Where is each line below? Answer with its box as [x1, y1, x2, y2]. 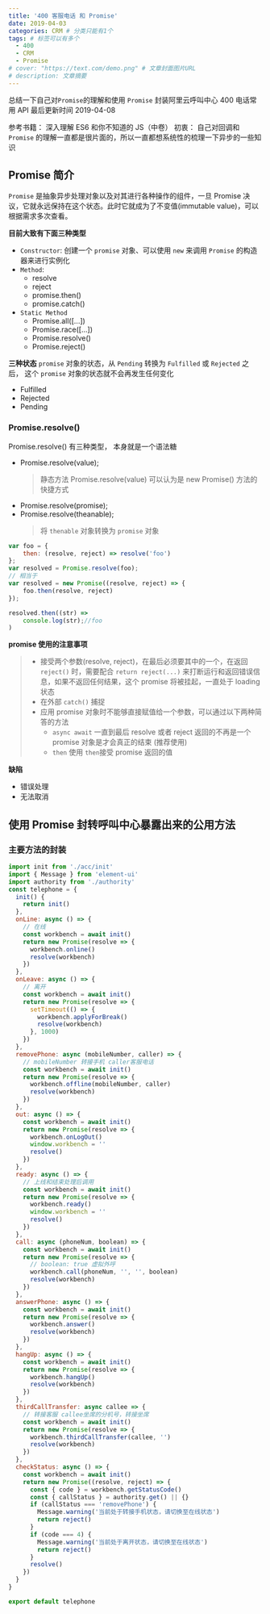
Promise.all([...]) [31, 316, 86, 326]
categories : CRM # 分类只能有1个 [8, 27, 114, 35]
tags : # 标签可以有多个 [8, 34, 80, 43]
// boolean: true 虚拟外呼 [29, 1261, 116, 1269]
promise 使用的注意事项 [8, 639, 88, 650]
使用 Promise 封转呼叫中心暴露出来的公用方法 [8, 817, 236, 831]
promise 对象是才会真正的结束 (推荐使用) [52, 738, 188, 747]
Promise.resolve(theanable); [19, 509, 114, 519]
